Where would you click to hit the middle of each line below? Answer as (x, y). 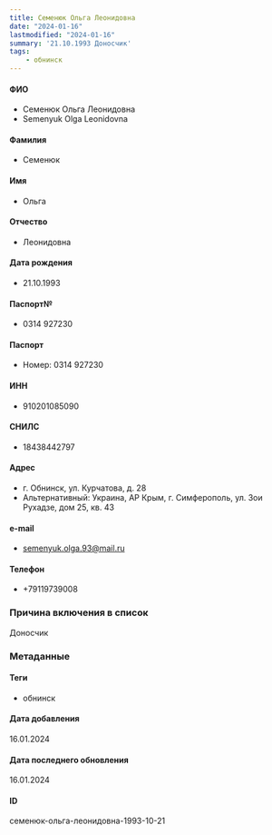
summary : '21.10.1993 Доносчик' (70, 43)
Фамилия (28, 139)
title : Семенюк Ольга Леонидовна (73, 18)
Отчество (29, 222)
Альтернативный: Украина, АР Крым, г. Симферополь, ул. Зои (142, 498)
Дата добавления (44, 719)
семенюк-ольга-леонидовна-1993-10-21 (87, 821)
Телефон (27, 569)
